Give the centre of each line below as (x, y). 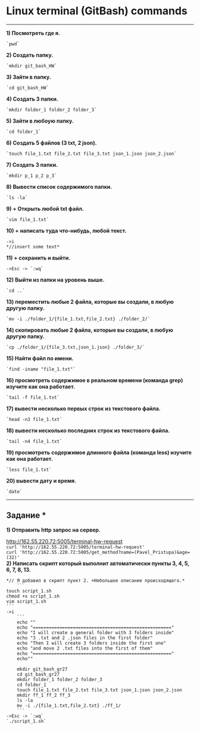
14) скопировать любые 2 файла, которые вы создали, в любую (90, 330)
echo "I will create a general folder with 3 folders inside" (96, 632)
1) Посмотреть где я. (33, 33)
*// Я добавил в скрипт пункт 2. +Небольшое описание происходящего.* (96, 581)
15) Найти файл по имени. (40, 358)
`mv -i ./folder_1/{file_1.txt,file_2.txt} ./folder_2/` (78, 319)
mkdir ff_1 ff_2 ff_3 (43, 695)
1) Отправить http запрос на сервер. (54, 530)
